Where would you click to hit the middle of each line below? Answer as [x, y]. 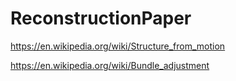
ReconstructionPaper [101, 18]
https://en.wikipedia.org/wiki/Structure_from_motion [118, 46]
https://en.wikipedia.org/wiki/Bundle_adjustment [110, 65]
